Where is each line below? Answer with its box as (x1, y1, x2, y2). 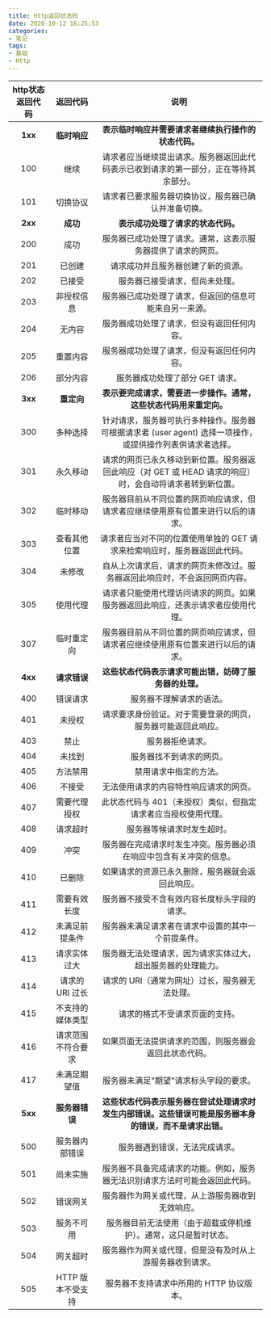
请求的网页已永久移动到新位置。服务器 (102, 454, 248, 465)
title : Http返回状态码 (8, 11, 79, 20)
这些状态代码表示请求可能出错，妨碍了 (102, 665, 248, 677)
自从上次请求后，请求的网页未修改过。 (102, 560, 248, 571)
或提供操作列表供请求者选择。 (122, 439, 236, 450)
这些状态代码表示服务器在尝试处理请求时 (102, 1096, 256, 1107)
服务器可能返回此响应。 (134, 720, 224, 732)
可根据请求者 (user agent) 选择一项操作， (100, 426, 257, 438)
